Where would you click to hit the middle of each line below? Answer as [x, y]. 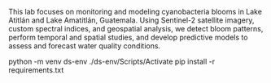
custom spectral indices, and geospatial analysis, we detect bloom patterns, [136, 29]
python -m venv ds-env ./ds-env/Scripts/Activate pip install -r [112, 61]
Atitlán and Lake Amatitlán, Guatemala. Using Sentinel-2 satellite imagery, [131, 20]
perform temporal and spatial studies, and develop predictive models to [128, 37]
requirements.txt [36, 70]
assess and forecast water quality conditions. [85, 46]
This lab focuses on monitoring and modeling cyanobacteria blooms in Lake [135, 12]
